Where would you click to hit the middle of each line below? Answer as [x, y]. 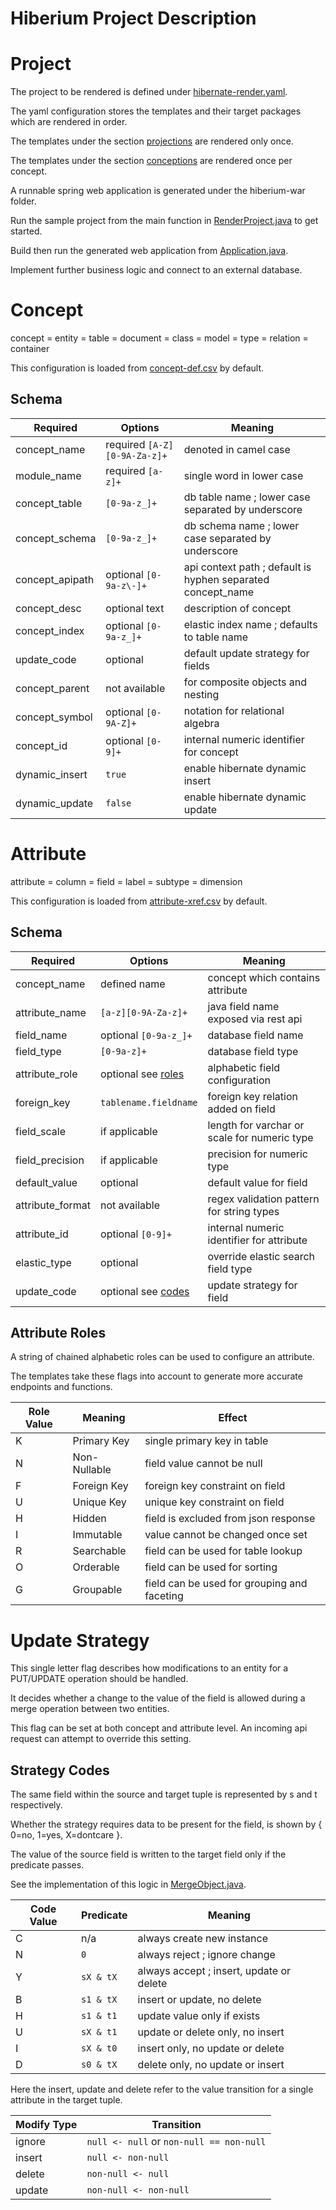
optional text [135, 608]
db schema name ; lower [241, 525]
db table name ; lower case [247, 497]
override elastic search [261, 1256]
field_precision [50, 1160]
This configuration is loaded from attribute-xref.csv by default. [139, 901]
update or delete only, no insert [211, 2032]
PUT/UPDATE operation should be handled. [99, 1679]
